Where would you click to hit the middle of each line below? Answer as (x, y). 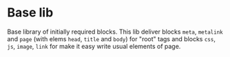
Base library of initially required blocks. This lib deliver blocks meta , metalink (115, 32)
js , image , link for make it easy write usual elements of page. (94, 46)
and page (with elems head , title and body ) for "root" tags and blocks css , (111, 38)
